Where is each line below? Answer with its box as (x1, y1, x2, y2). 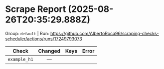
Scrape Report (5, 3, 66, 15)
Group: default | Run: (5, 30, 49, 36)
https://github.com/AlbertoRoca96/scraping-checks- (50, 30, 159, 36)
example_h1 (7, 56, 33, 62)
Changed (38, 47, 61, 54)
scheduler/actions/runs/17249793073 (5, 36, 82, 42)
